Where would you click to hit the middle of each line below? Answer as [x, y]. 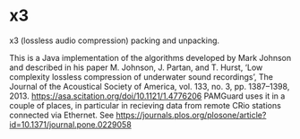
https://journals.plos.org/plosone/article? [191, 115]
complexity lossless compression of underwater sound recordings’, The [141, 76]
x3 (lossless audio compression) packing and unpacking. [115, 40]
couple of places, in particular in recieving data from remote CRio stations [146, 105]
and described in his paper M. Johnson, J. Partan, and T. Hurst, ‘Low [136, 67]
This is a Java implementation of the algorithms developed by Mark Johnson [150, 57]
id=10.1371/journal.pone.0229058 [70, 124]
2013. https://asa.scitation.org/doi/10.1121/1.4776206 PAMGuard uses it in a [147, 96]
